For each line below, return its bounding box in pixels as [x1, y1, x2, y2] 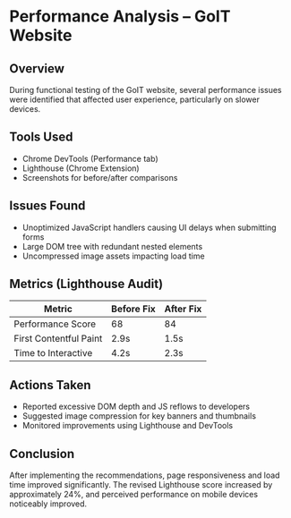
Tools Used [9, 130, 73, 145]
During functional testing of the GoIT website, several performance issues [9, 85, 282, 95]
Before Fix [111, 302, 156, 315]
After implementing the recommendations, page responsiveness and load [9, 470, 280, 480]
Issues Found [9, 199, 86, 214]
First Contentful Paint [13, 333, 103, 345]
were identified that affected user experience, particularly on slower [9, 94, 260, 105]
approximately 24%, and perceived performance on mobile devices [9, 489, 258, 500]
